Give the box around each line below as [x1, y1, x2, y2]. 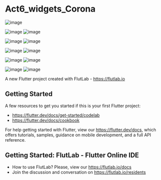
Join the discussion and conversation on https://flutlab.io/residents [12, 169, 146, 175]
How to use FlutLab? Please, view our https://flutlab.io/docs [12, 164, 132, 170]
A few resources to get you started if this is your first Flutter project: [5, 103, 141, 109]
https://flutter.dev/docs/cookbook [12, 117, 80, 123]
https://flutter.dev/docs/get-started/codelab [12, 112, 100, 118]
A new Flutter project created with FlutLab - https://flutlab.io [5, 76, 125, 82]
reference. [5, 137, 26, 143]
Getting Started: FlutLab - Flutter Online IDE [5, 151, 139, 160]
